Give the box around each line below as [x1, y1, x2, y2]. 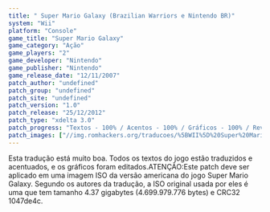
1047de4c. [8, 196, 43, 206]
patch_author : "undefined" [8, 79, 99, 87]
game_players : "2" [8, 49, 70, 57]
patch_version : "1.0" [8, 101, 81, 109]
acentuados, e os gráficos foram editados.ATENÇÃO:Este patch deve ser [8, 161, 250, 171]
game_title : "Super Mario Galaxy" [8, 34, 125, 43]
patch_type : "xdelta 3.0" [8, 116, 95, 124]
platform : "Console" [8, 26, 78, 35]
